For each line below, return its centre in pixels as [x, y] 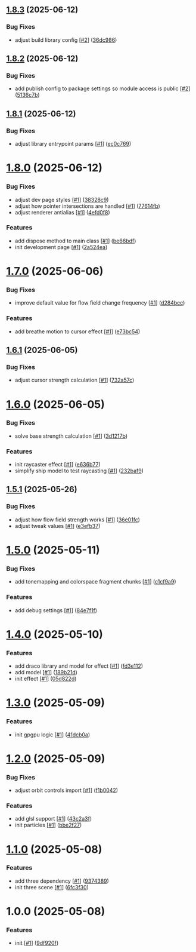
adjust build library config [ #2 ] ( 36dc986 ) [66, 40]
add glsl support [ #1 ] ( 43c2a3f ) [53, 819]
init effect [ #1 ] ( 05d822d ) [46, 679]
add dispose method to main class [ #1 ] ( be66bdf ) [75, 241]
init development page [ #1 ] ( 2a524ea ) [61, 247]
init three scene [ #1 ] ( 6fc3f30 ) [52, 887]
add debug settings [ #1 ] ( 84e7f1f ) [56, 610]
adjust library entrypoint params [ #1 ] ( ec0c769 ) [73, 144]
